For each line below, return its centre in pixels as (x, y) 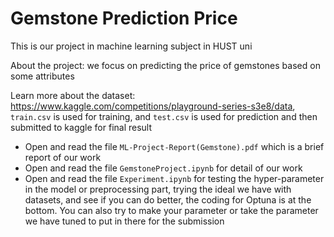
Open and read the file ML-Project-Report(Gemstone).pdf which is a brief (174, 146)
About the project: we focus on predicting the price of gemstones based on (165, 65)
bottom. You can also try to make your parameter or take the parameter (171, 210)
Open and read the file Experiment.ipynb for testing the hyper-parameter (174, 178)
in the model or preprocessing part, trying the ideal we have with (158, 189)
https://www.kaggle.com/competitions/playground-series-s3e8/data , (153, 106)
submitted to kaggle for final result (81, 127)
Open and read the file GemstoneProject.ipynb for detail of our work (163, 168)
